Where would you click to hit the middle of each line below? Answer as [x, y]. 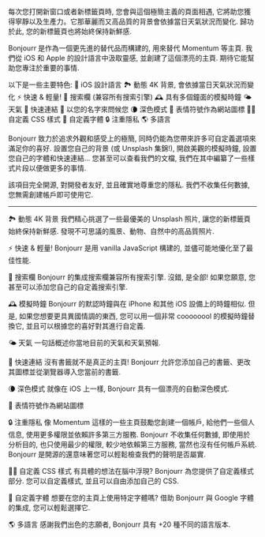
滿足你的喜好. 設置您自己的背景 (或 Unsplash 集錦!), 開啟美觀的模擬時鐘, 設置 [132, 148]
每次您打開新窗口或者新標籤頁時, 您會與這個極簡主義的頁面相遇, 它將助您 [126, 11]
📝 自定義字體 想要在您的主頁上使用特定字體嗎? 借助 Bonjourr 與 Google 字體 [131, 498]
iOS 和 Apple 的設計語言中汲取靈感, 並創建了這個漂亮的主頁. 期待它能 [136, 58]
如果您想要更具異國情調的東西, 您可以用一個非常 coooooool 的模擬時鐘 [133, 316]
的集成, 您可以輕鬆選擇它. [49, 507]
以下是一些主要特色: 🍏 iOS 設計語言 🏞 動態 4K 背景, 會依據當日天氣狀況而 [128, 84]
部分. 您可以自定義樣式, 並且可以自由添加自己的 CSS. [94, 481]
